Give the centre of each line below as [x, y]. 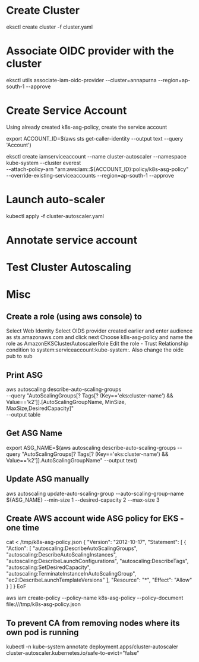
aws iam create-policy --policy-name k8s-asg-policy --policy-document [95, 598]
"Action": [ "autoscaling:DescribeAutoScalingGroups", [72, 548]
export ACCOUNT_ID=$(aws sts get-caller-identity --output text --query [94, 138]
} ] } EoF [16, 586]
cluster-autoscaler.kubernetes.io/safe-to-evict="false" [73, 653]
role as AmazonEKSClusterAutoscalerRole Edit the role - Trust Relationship [97, 344]
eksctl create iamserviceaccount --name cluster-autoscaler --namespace [97, 156]
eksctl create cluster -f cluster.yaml [50, 27]
